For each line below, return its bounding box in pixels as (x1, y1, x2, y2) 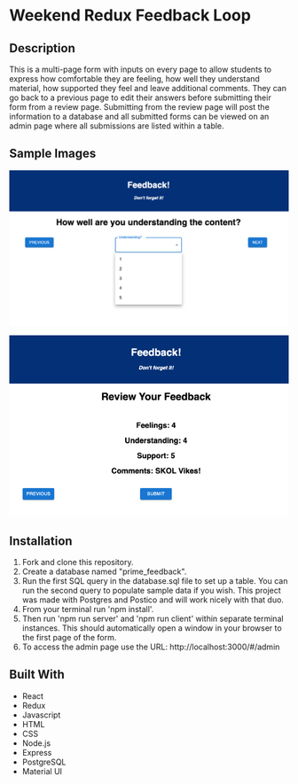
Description (9, 41, 75, 56)
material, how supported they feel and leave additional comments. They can (9, 83, 286, 93)
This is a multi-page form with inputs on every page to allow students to (9, 64, 272, 74)
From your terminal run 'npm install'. (21, 603, 154, 614)
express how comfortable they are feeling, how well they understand (9, 74, 260, 84)
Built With (9, 667, 65, 682)
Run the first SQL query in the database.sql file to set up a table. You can (21, 575, 288, 586)
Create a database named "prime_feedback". (21, 566, 187, 577)
